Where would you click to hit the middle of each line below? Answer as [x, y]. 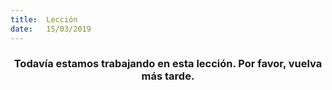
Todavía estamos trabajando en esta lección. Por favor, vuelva [168, 64]
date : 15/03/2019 [51, 29]
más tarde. [168, 76]
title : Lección [44, 19]
